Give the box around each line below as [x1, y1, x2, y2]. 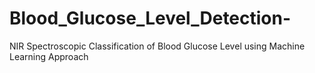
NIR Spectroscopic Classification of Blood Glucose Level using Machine [9, 40, 306, 52]
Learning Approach [9, 50, 89, 62]
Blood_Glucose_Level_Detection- [9, 7, 292, 30]
